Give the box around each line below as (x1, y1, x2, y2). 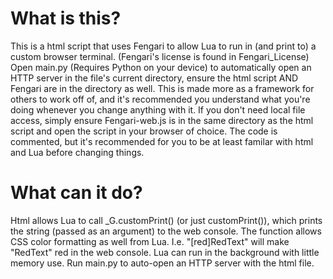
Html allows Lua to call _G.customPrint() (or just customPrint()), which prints (10, 214, 323, 226)
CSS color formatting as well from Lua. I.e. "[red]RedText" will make (10, 235, 290, 247)
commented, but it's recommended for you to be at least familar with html (10, 135, 314, 147)
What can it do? (10, 182, 143, 204)
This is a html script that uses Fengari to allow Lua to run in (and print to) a (10, 40, 317, 52)
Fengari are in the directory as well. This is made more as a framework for (10, 82, 315, 94)
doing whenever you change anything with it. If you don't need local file (10, 103, 306, 116)
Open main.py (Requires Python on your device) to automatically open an (10, 61, 312, 73)
